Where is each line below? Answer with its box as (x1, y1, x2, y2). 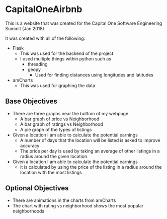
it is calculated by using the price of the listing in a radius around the (20, 164, 162, 170)
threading (27, 61, 48, 67)
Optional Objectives (5, 184, 69, 192)
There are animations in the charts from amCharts (12, 197, 116, 203)
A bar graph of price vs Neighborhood (20, 116, 100, 122)
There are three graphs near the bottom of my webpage (12, 110, 129, 116)
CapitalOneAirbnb (5, 4, 82, 15)
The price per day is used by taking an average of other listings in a (20, 148, 160, 154)
